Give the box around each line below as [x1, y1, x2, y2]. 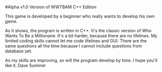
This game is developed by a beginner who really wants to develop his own [5, 13, 155, 19]
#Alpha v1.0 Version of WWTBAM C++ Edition [5, 4, 97, 10]
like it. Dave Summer [5, 62, 46, 68]
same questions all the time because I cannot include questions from [5, 43, 142, 48]
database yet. [5, 48, 32, 54]
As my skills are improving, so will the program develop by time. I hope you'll [5, 58, 158, 63]
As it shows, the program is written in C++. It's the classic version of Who [5, 28, 151, 33]
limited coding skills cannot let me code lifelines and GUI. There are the [5, 38, 147, 44]
